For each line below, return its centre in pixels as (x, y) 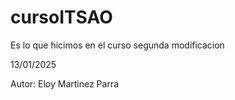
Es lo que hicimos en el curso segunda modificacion (117, 45)
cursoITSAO (61, 17)
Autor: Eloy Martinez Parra (65, 83)
